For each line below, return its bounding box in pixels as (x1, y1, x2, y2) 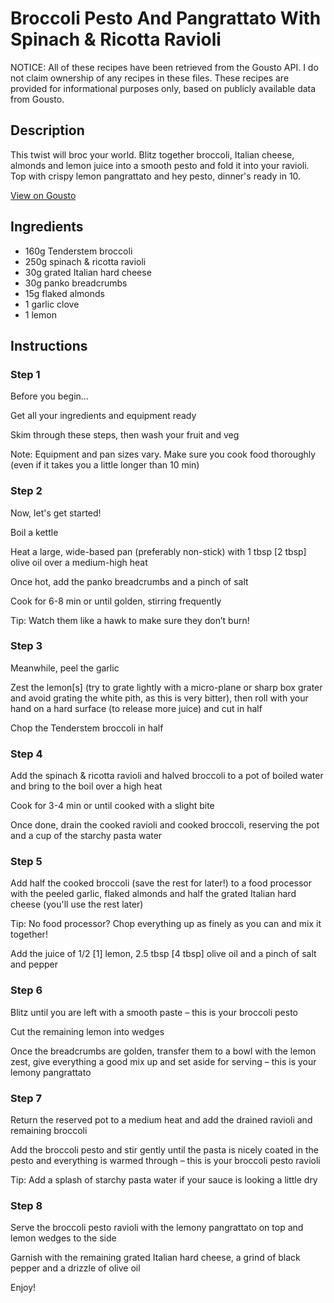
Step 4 (10, 747, 43, 761)
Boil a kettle (10, 526, 59, 538)
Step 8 (10, 1198, 43, 1212)
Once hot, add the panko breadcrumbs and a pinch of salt (10, 575, 249, 587)
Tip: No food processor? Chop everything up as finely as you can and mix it (10, 918, 322, 930)
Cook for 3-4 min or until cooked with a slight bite (10, 800, 215, 812)
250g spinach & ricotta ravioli (24, 255, 147, 267)
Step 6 (10, 983, 43, 997)
